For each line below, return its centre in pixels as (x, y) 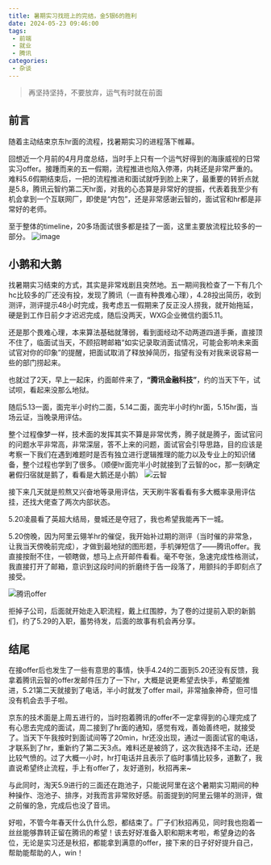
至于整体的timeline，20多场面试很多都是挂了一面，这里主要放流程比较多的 (132, 226)
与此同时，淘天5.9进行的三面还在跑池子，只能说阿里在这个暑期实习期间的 (130, 785)
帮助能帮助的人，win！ (46, 853)
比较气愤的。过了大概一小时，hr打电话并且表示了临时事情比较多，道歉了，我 (135, 758)
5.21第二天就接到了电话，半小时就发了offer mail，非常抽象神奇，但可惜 (140, 691)
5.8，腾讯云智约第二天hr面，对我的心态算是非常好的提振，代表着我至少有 (137, 189)
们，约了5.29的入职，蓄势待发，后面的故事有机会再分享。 (104, 621)
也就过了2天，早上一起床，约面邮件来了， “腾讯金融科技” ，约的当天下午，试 (134, 380)
